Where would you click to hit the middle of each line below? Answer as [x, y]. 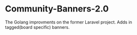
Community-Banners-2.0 [57, 9]
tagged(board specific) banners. [37, 27]
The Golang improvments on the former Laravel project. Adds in [68, 22]
